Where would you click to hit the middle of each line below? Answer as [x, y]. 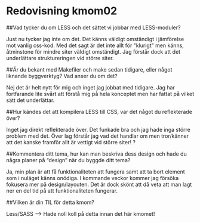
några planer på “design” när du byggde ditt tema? [68, 160]
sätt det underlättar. [30, 100]
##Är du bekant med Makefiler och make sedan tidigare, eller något [89, 69]
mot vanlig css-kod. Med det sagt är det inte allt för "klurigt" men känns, [95, 45]
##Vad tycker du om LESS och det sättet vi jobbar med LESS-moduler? [93, 27]
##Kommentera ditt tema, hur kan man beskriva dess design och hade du [96, 154]
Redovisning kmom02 [62, 11]
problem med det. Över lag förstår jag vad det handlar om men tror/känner [98, 136]
